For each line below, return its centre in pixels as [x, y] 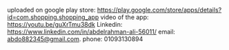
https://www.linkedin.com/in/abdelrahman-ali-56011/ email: [91, 32]
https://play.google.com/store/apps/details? [159, 10]
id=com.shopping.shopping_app [53, 17]
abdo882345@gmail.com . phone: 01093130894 [75, 39]
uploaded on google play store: [51, 10]
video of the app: [125, 17]
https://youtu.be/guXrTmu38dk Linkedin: [65, 24]
